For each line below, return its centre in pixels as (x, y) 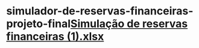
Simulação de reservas (129, 24)
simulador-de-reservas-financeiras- (100, 11)
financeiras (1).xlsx (55, 37)
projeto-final (39, 24)
